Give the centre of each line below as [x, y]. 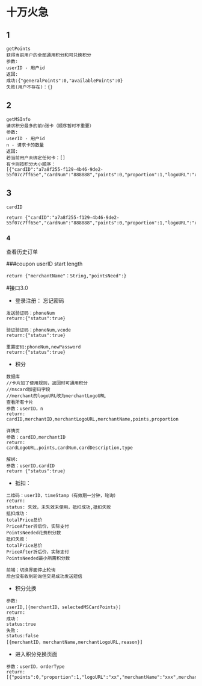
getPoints [19, 49]
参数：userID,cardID [31, 466]
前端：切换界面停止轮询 [31, 570]
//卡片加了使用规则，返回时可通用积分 [47, 383]
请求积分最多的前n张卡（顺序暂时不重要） [50, 126]
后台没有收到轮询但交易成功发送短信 [44, 576]
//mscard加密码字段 [28, 389]
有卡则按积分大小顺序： [31, 164]
